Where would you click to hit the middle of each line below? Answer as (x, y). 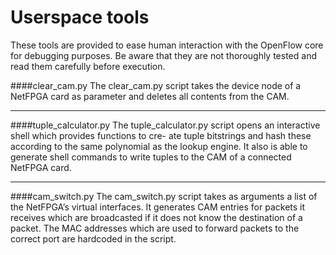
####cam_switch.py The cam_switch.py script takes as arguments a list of (164, 196)
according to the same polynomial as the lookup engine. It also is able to (159, 146)
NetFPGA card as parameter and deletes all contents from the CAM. (150, 96)
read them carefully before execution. (88, 66)
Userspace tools (80, 17)
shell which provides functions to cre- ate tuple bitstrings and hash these (161, 135)
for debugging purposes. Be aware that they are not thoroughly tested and (163, 55)
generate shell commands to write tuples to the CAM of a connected (151, 157)
